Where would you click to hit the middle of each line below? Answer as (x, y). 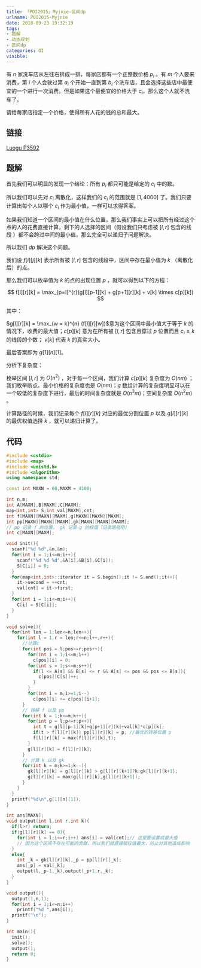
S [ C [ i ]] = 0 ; (33, 566)
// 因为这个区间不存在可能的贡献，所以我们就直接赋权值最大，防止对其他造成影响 (103, 843)
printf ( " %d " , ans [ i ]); (45, 910)
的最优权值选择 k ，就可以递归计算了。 (54, 421)
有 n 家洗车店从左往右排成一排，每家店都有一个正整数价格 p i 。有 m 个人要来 (100, 74)
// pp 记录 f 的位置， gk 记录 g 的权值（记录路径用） (68, 527)
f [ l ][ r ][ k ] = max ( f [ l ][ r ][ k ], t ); (74, 738)
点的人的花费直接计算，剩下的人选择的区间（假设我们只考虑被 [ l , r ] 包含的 (96, 227)
